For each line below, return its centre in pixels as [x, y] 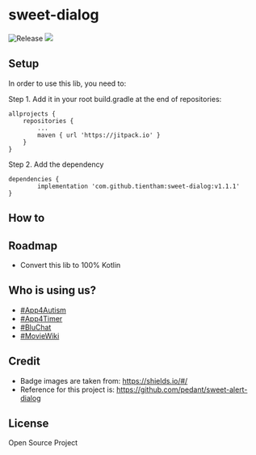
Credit [24, 361]
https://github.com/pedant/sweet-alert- [182, 389]
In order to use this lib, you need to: [67, 83]
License [29, 423]
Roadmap [33, 246]
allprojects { [32, 114]
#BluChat [36, 327]
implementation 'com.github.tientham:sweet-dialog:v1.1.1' [139, 186]
